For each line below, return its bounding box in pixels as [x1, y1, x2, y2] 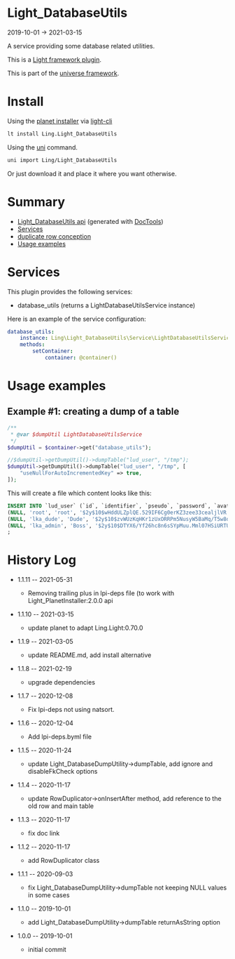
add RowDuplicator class [27, 857, 100, 865]
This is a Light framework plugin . [7, 55, 101, 64]
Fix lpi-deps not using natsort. [27, 706, 115, 714]
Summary [7, 194, 65, 210]
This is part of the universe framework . [7, 69, 120, 77]
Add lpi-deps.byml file [27, 732, 92, 741]
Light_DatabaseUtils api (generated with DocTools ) [17, 217, 164, 225]
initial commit [27, 946, 66, 954]
